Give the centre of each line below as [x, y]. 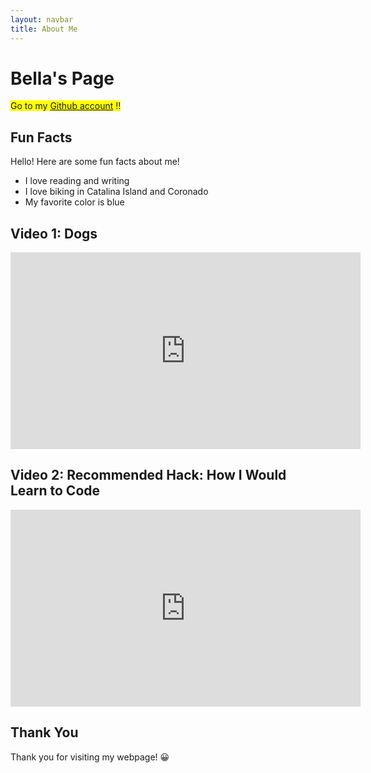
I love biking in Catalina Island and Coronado [116, 192]
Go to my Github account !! [66, 106]
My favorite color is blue [74, 202]
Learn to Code [55, 491]
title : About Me [44, 29]
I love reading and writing [77, 181]
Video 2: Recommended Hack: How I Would [148, 475]
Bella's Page [62, 78]
